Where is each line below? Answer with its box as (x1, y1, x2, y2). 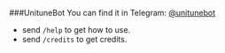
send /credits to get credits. (21, 34, 128, 44)
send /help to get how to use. (21, 25, 131, 34)
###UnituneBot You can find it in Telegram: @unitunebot (9, 8, 216, 18)
